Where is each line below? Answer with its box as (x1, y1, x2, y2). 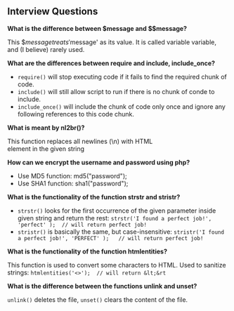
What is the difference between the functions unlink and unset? (7, 282, 197, 290)
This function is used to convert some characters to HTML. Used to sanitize (7, 260, 226, 269)
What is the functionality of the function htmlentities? (7, 247, 167, 256)
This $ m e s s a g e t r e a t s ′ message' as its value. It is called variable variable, (7, 38, 216, 46)
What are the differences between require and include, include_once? (7, 59, 216, 67)
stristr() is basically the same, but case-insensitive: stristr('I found (17, 227, 225, 236)
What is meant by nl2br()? (7, 123, 85, 132)
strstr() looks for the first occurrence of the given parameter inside (17, 206, 216, 215)
